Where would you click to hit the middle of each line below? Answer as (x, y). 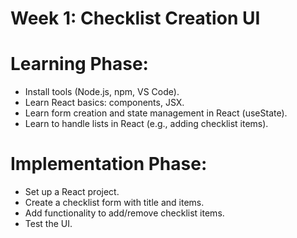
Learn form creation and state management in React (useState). (156, 113)
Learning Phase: (79, 64)
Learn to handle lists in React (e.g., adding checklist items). (146, 124)
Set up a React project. (72, 192)
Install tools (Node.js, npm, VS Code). (102, 92)
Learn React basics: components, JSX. (104, 103)
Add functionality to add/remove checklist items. (124, 213)
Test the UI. (48, 224)
